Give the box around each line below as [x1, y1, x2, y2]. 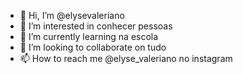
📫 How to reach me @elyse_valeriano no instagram [19, 53, 233, 64]
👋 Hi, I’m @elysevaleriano [19, 10, 125, 21]
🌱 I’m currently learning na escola [19, 31, 159, 42]
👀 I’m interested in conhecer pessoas [19, 20, 173, 32]
